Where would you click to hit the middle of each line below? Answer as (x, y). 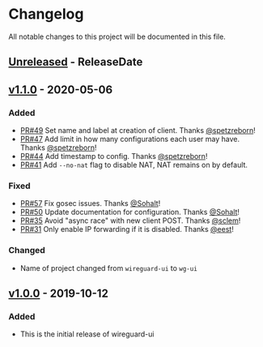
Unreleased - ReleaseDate (76, 62)
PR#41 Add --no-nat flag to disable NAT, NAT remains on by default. (134, 165)
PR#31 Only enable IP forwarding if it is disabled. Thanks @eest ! (127, 229)
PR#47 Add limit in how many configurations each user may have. (130, 139)
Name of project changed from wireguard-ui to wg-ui (109, 268)
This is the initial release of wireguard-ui (87, 334)
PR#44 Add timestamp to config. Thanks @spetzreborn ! (114, 156)
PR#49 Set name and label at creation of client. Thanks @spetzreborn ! (138, 131)
